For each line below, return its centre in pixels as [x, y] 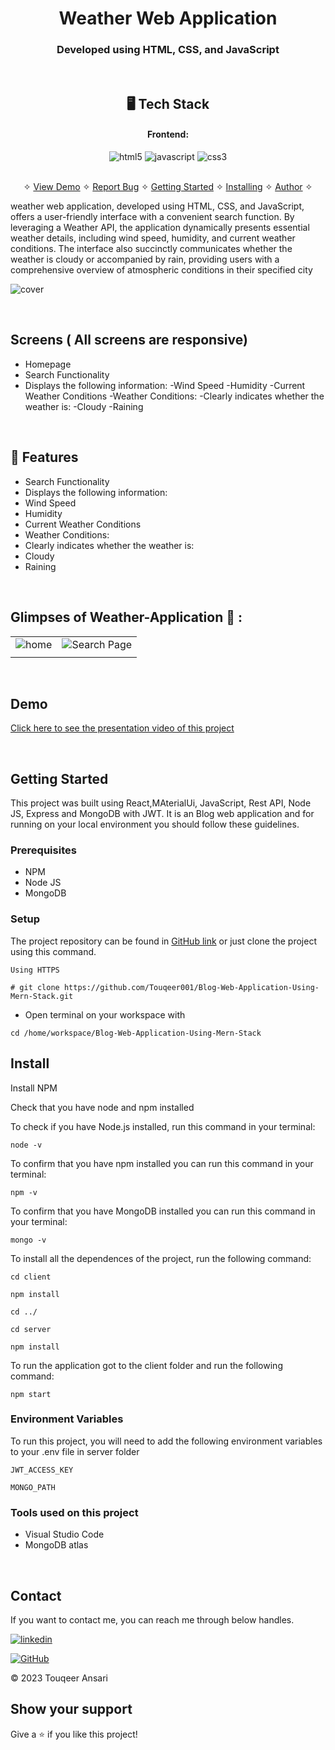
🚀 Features [44, 457]
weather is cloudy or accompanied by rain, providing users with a [145, 259]
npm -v [24, 1192]
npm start [31, 1394]
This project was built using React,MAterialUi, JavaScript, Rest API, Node [161, 803]
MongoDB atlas [56, 1545]
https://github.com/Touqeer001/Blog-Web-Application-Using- [191, 987]
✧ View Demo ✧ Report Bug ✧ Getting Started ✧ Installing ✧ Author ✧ [168, 187]
